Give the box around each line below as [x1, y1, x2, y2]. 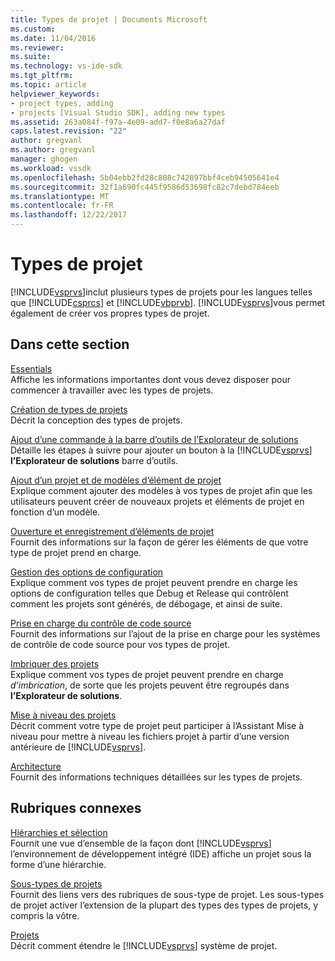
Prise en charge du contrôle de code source [10, 617, 192, 629]
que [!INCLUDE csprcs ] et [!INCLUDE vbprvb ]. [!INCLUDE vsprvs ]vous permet [10, 296, 326, 308]
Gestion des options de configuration [10, 566, 164, 578]
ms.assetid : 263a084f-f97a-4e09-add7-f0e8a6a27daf [10, 117, 226, 127]
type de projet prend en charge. [10, 546, 142, 558]
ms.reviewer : [10, 42, 65, 53]
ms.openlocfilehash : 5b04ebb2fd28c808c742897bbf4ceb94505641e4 [10, 172, 280, 183]
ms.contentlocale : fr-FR [10, 201, 114, 211]
